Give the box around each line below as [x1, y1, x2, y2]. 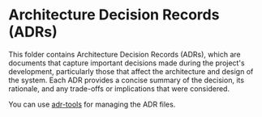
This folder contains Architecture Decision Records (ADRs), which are [8, 49, 241, 59]
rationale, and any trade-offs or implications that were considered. [8, 83, 230, 94]
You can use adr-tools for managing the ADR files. [8, 99, 176, 109]
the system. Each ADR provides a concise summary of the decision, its [8, 75, 245, 85]
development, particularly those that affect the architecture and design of [8, 66, 254, 76]
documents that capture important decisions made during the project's [8, 58, 245, 68]
